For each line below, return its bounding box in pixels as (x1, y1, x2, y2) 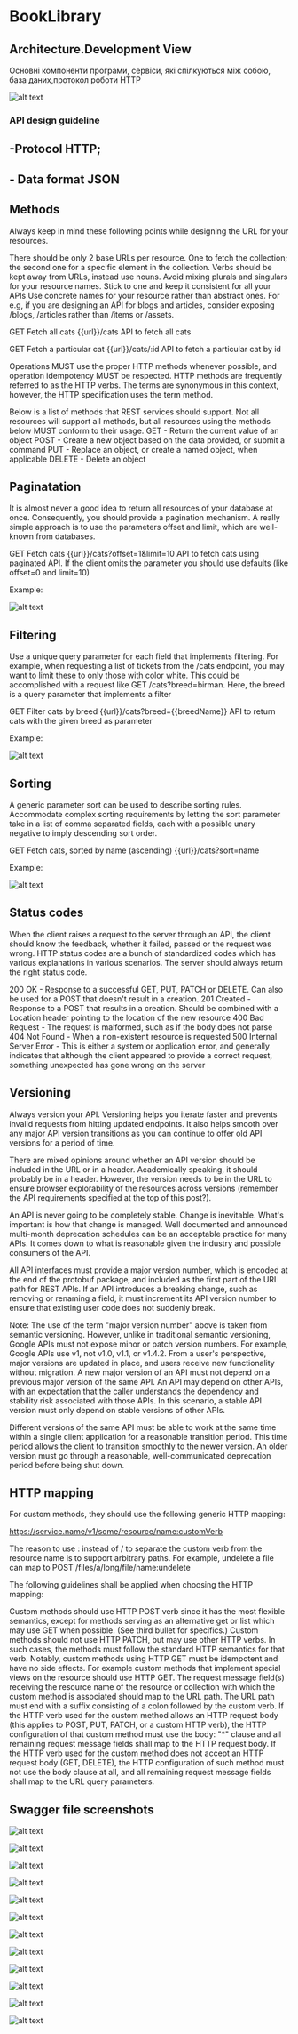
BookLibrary (9, 6, 102, 27)
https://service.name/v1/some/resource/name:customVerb (9, 1526, 223, 1537)
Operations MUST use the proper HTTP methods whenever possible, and (9, 360, 278, 371)
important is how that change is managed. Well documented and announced (9, 1218, 288, 1229)
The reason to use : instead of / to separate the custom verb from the (9, 1543, 263, 1554)
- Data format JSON (9, 172, 120, 187)
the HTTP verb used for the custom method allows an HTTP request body (9, 1710, 279, 1721)
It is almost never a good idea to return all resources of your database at (9, 502, 273, 513)
